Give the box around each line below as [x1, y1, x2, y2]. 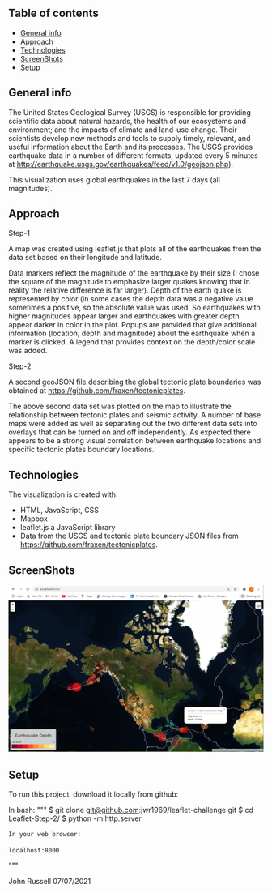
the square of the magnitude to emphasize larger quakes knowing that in [8, 277, 251, 287]
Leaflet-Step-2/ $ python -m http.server [8, 814, 142, 823]
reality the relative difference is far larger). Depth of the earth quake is [8, 285, 242, 295]
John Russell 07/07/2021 [8, 877, 91, 887]
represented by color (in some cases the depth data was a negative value [8, 294, 253, 304]
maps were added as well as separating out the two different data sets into [8, 419, 257, 429]
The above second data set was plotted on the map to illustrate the [8, 401, 232, 412]
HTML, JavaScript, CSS [19, 506, 100, 515]
